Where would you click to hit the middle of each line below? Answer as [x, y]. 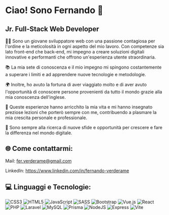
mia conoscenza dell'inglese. [35, 97]
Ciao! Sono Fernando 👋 [54, 10]
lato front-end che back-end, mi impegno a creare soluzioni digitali [75, 52]
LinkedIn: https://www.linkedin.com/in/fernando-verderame [67, 171]
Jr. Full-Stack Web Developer [52, 29]
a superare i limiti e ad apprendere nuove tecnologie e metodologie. [76, 74]
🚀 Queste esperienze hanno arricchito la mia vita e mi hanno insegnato [79, 107]
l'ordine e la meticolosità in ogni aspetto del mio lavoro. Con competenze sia [85, 46]
